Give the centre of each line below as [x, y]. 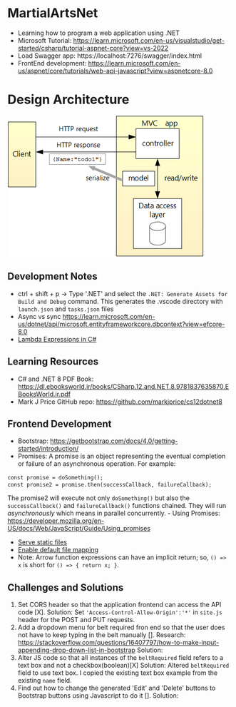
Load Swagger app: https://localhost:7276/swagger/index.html [109, 56]
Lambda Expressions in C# [57, 339]
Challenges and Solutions [66, 588]
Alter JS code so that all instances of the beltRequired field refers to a [120, 658]
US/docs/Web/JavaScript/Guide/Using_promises [79, 529]
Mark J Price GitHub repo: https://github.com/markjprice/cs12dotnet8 [120, 402]
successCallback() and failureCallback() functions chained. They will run [117, 506]
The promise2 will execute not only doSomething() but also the [99, 498]
